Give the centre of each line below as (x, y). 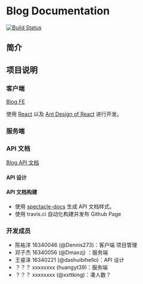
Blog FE (16, 102)
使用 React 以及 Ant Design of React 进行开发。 (64, 114)
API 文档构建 (22, 192)
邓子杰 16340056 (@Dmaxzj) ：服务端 (61, 252)
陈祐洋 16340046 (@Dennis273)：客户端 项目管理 (76, 245)
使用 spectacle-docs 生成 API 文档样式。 (65, 206)
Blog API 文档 (23, 163)
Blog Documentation (58, 11)
